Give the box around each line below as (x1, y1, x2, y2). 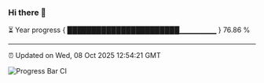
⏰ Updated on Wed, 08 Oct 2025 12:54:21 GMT (8, 51, 161, 60)
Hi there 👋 (8, 7, 47, 18)
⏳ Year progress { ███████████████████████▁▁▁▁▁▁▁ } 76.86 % (8, 25, 251, 34)
